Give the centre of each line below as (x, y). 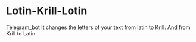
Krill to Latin (21, 33)
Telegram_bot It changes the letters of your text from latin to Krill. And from (98, 27)
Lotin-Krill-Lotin (47, 11)
